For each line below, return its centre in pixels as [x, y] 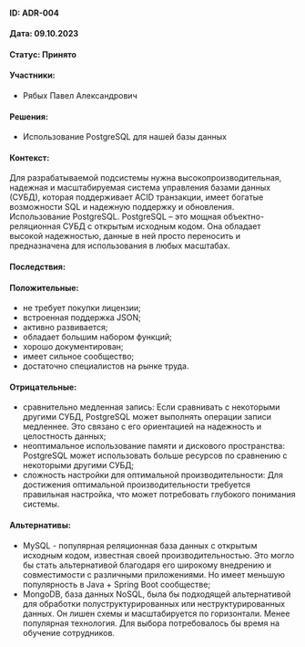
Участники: [33, 75]
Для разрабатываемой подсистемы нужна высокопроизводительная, [146, 178]
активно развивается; [65, 328]
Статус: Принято [43, 54]
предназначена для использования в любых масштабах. [120, 245]
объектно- [244, 217]
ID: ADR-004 [34, 13]
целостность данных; [64, 436]
